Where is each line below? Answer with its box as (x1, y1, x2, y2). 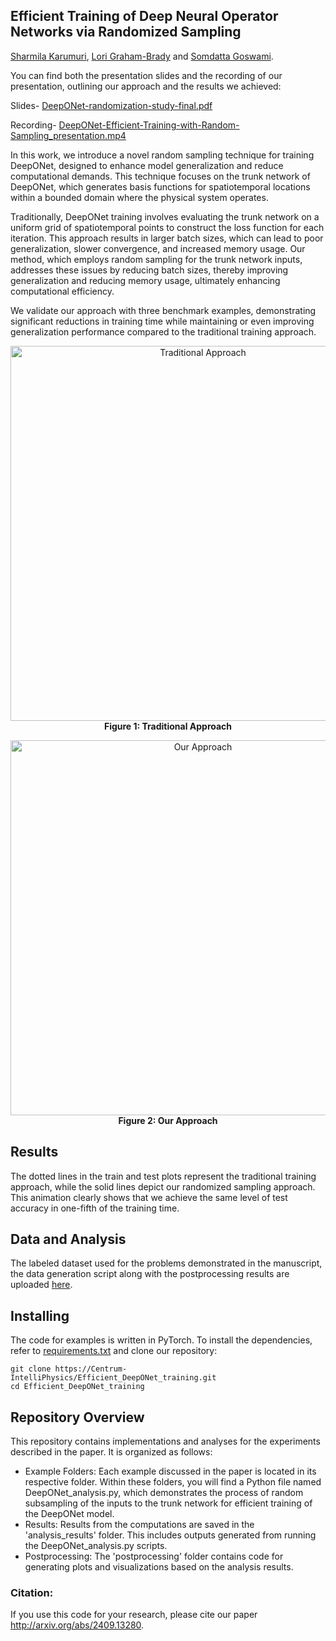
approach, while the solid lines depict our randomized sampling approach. (10, 1180, 316, 1193)
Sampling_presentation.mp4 (10, 129, 127, 141)
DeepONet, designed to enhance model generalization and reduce (10, 159, 284, 171)
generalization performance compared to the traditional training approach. (10, 325, 317, 338)
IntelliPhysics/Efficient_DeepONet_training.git (10, 1373, 217, 1383)
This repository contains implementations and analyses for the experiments (10, 1435, 321, 1448)
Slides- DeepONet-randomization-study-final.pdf (10, 99, 213, 111)
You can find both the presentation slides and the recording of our (10, 69, 283, 81)
